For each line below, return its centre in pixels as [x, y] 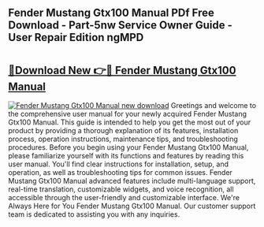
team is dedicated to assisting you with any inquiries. [94, 214]
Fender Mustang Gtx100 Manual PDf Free [112, 13]
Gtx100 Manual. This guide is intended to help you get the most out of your [130, 122]
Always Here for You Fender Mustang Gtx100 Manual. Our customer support [132, 206]
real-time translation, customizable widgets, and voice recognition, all [121, 189]
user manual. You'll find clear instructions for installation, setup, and [119, 164]
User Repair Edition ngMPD [76, 37]
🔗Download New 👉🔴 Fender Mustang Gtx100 [122, 70]
